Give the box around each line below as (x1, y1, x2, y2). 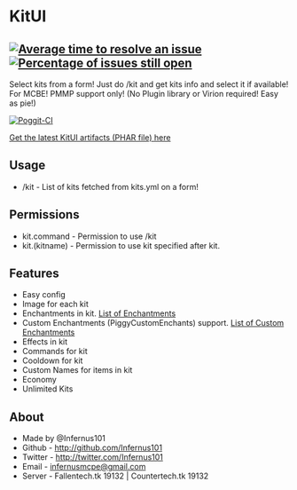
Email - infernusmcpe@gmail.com (21, 462, 146, 472)
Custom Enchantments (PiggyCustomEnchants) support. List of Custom (21, 318, 285, 328)
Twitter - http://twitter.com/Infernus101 (21, 452, 164, 462)
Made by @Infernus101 (21, 433, 106, 444)
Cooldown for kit (21, 355, 83, 366)
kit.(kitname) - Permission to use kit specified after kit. (21, 240, 220, 250)
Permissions (9, 207, 80, 223)
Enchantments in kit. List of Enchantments (21, 308, 176, 319)
